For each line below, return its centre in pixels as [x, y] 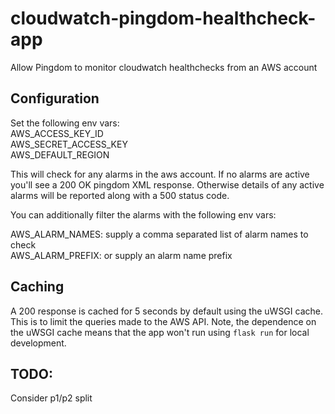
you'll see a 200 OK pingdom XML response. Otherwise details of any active [167, 184]
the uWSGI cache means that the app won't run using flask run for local [160, 332]
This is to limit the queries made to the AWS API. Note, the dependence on [163, 321]
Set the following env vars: [65, 123]
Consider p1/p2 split [51, 398]
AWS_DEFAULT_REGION [60, 154]
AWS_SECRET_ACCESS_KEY [69, 144]
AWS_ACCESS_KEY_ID [57, 133]
